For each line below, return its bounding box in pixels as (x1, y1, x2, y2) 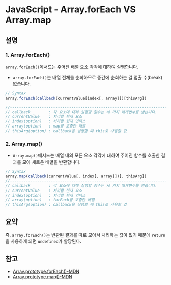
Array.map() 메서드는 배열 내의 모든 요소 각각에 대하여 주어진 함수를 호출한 (12, 152, 160, 159)
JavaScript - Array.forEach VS (5, 4, 136, 15)
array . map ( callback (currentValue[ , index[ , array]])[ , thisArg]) (5, 174, 147, 179)
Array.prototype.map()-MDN (12, 273, 73, 280)
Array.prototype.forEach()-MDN (12, 268, 80, 274)
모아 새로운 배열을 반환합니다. (22, 159, 81, 165)
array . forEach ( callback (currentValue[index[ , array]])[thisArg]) (5, 96, 147, 101)
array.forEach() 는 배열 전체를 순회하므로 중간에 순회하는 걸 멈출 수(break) (12, 74, 163, 80)
